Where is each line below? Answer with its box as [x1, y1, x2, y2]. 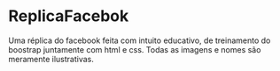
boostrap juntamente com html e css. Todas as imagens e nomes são [8, 44, 261, 54]
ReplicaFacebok [8, 6, 129, 26]
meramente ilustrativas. [8, 53, 95, 64]
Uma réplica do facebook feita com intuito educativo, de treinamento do [8, 35, 271, 46]
